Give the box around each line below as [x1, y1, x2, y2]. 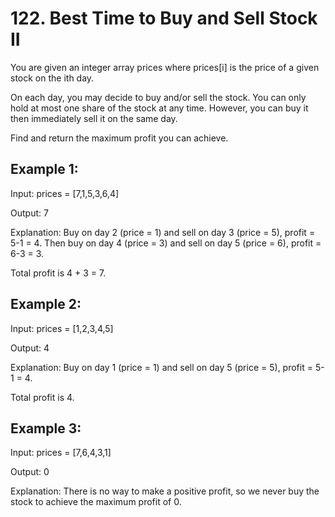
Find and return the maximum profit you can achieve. [10, 132, 229, 144]
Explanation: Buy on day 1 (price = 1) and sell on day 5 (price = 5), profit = [10, 361, 313, 373]
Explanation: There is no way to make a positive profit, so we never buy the [10, 485, 320, 497]
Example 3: [10, 420, 82, 437]
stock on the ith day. [10, 72, 95, 84]
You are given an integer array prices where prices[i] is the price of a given [10, 61, 320, 73]
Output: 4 [10, 342, 50, 354]
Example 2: [10, 296, 82, 313]
